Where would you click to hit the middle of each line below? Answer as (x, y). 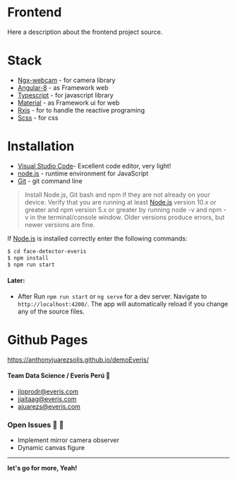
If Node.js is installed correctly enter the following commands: (97, 238)
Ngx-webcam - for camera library (66, 80)
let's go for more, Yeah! (42, 468)
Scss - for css (38, 117)
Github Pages (48, 340)
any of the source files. (51, 311)
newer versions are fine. (60, 224)
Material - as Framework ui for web (68, 103)
